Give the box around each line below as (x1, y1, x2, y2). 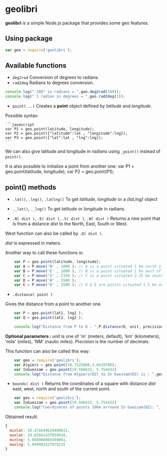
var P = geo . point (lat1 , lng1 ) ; (14, 311, 83, 316)
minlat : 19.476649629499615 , (9, 428, 70, 433)
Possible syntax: (5, 113, 39, 119)
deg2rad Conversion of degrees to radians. (12, 75, 99, 81)
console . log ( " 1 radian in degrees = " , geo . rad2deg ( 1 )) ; (5, 94, 126, 99)
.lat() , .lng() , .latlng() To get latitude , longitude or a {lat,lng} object (12, 196, 158, 202)
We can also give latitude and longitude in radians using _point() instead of (5, 148, 161, 155)
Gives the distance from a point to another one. (5, 301, 102, 307)
